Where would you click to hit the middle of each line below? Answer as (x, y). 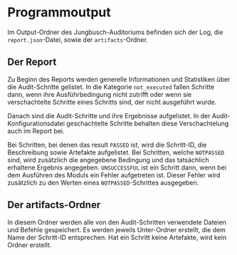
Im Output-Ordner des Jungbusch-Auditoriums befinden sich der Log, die (115, 32)
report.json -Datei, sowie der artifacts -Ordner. (78, 39)
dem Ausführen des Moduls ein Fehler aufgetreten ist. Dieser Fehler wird (114, 175)
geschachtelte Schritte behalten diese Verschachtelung (148, 123)
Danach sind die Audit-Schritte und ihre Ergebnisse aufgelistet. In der (109, 115)
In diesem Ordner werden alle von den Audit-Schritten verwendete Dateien (117, 222)
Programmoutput (59, 12)
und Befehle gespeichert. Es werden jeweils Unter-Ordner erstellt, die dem (117, 229)
